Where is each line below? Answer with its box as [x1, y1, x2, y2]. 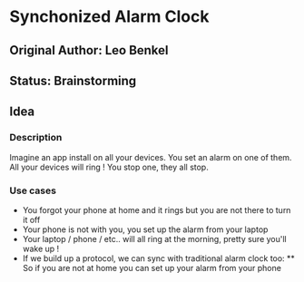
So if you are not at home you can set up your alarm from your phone [22, 262, 281, 273]
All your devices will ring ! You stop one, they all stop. [9, 161, 209, 172]
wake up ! [22, 243, 60, 254]
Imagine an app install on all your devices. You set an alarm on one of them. [9, 151, 292, 162]
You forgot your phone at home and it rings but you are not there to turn [22, 204, 291, 215]
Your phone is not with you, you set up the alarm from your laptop [22, 224, 269, 235]
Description [9, 131, 63, 144]
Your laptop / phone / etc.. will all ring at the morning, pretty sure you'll [22, 233, 288, 244]
